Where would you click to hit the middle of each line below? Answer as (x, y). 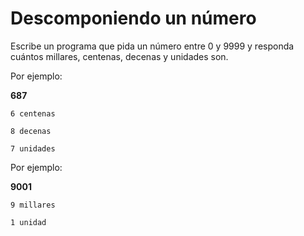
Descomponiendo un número (133, 18)
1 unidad (28, 222)
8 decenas (31, 131)
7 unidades (33, 148)
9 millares (33, 205)
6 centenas (33, 113)
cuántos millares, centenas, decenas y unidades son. (119, 56)
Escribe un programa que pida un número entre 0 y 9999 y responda (152, 46)
